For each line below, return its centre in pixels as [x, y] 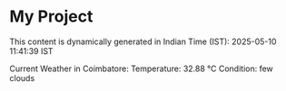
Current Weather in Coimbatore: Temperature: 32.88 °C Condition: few [142, 68]
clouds [22, 77]
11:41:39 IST [31, 50]
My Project [51, 17]
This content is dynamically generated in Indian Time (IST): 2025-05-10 [143, 41]
